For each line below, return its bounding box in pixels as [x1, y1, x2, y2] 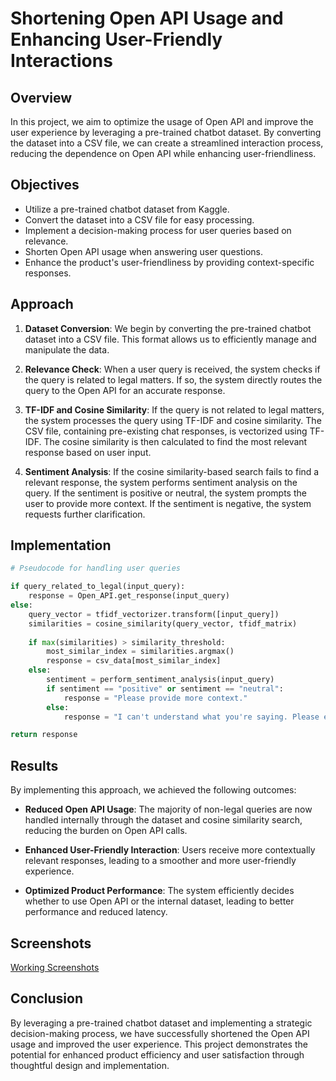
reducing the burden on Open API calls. [24, 825, 188, 837]
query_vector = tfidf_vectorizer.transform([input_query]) [28, 609, 280, 619]
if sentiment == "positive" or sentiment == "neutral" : [46, 683, 284, 694]
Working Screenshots [10, 961, 100, 973]
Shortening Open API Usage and [10, 7, 284, 30]
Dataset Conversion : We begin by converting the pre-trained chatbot [24, 322, 312, 334]
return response [10, 730, 78, 740]
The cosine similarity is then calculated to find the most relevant [43, 435, 308, 447]
